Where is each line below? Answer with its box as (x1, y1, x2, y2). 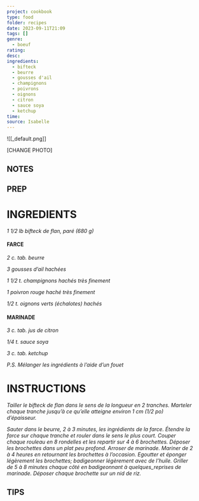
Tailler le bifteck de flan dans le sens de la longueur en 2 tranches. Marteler (7, 401, 192, 409)
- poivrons (12, 86, 39, 92)
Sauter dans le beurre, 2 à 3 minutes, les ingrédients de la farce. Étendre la (7, 426, 190, 433)
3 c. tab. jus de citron (7, 327, 59, 334)
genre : (7, 36, 23, 42)
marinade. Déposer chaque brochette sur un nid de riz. (7, 470, 142, 477)
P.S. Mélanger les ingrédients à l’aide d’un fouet (7, 361, 124, 368)
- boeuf (12, 42, 31, 48)
